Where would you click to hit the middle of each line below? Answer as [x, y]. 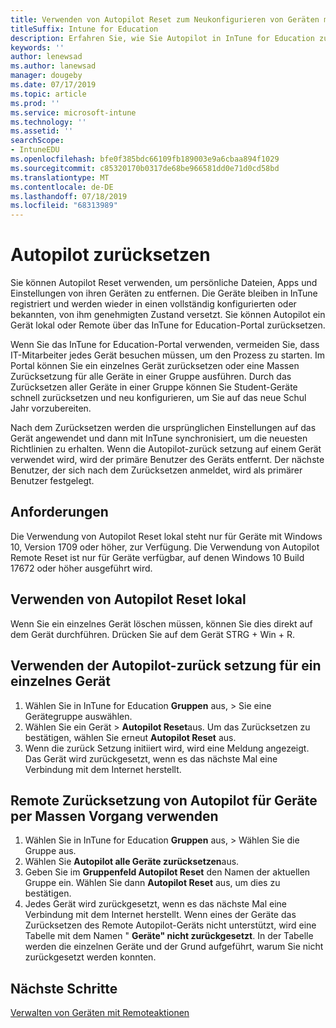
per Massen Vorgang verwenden [114, 816]
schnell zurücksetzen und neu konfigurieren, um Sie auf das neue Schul [158, 398]
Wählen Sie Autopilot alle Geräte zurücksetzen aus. [132, 862]
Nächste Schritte [64, 988]
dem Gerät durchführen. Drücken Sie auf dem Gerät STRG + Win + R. [153, 634]
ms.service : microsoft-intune [73, 112]
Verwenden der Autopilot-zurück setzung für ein [166, 666]
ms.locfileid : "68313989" [64, 206]
